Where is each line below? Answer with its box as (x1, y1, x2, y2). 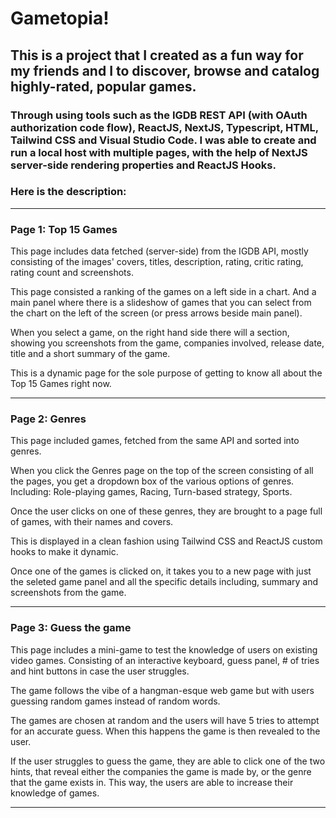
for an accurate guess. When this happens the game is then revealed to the (10, 725, 321, 737)
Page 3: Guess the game (10, 621, 132, 635)
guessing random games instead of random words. (10, 695, 221, 707)
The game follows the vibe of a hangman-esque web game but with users (10, 684, 315, 696)
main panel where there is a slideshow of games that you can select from (10, 297, 312, 309)
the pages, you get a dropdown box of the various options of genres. (10, 475, 295, 487)
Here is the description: (10, 185, 127, 199)
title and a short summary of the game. (10, 348, 171, 360)
